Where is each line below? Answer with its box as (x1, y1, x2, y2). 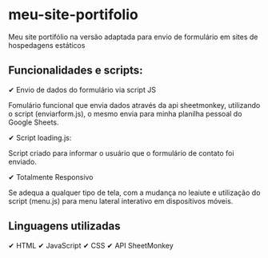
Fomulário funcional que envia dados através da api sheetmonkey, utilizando (8, 100, 261, 109)
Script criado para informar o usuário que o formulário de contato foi (8, 148, 234, 157)
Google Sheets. (8, 117, 59, 127)
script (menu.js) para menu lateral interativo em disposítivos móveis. (8, 196, 234, 205)
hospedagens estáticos (8, 40, 86, 50)
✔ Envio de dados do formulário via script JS (8, 85, 156, 94)
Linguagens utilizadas (8, 220, 122, 233)
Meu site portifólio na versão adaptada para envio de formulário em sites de (8, 32, 258, 42)
